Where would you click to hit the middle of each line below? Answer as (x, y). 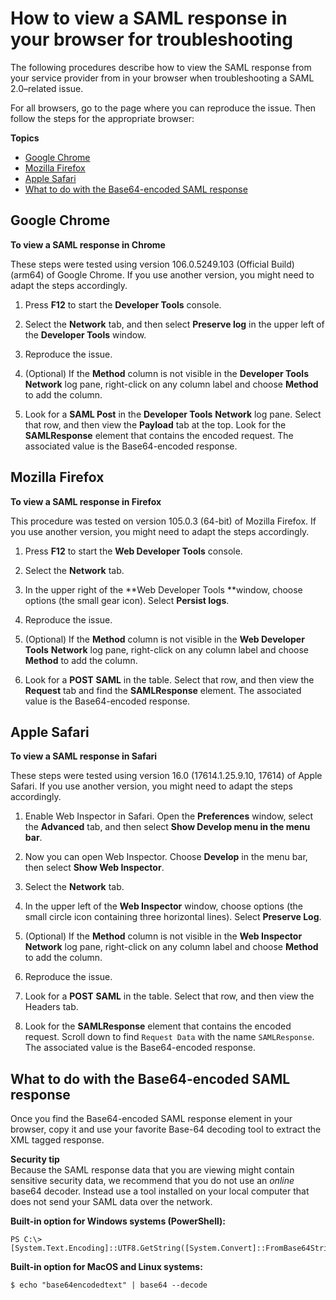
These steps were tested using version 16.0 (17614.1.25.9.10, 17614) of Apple (166, 776)
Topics (25, 138)
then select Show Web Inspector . (94, 868)
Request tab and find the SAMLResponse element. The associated (163, 690)
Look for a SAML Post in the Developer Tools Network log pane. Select (173, 414)
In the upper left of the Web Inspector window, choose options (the (164, 906)
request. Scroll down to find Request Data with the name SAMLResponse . (169, 1037)
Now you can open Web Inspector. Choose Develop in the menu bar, (166, 857)
